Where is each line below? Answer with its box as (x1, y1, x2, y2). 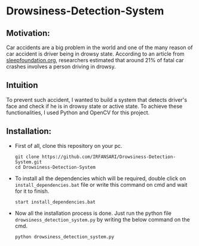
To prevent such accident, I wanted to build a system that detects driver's (6, 96, 187, 103)
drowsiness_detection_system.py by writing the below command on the (14, 215, 190, 223)
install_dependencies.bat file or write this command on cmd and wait (14, 181, 188, 188)
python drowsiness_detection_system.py (14, 233, 115, 240)
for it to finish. (14, 187, 50, 195)
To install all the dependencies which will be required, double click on (14, 175, 186, 182)
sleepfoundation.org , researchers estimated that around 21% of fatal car (6, 57, 184, 63)
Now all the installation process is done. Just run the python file (14, 209, 172, 217)
